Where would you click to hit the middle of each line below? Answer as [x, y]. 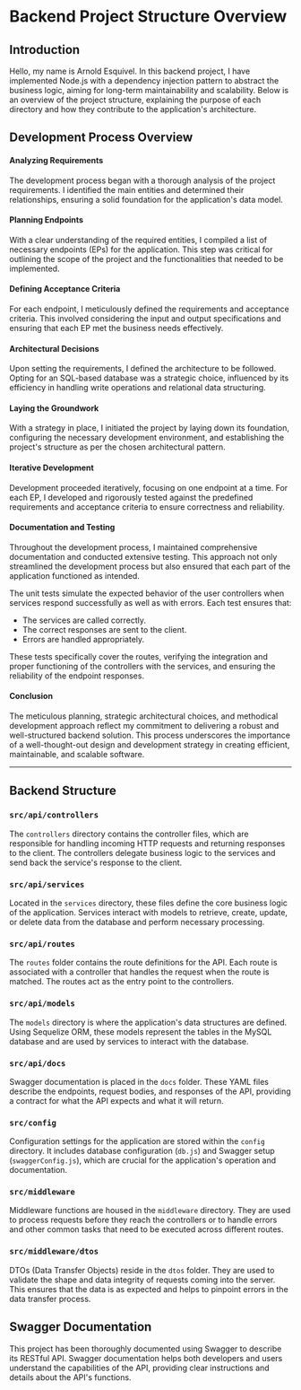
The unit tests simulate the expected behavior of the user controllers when [147, 593]
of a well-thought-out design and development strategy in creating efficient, [150, 745]
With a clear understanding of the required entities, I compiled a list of [138, 240]
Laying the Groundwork [54, 408]
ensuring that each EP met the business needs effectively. [116, 328]
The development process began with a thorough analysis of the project [142, 180]
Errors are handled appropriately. [83, 639]
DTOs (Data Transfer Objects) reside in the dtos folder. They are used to [142, 1270]
